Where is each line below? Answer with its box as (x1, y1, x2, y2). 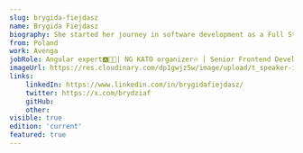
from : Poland (9, 38, 59, 48)
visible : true (9, 113, 63, 122)
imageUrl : (9, 64, 47, 73)
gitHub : (25, 96, 54, 106)
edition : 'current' (9, 122, 83, 131)
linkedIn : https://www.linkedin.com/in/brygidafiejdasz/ (25, 80, 244, 89)
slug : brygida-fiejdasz (9, 13, 99, 22)
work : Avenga (9, 47, 59, 56)
